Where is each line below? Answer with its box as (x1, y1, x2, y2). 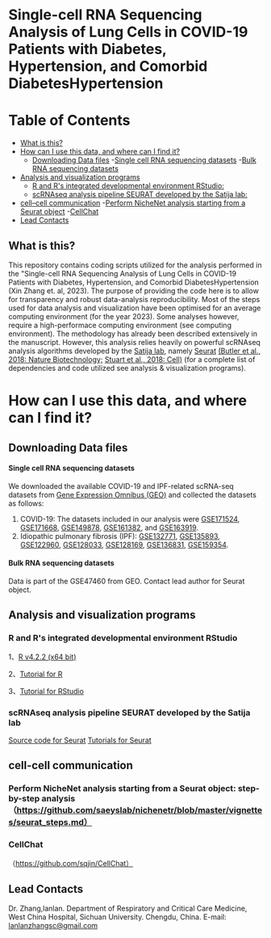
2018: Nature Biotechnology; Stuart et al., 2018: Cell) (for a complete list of (8, 354, 256, 364)
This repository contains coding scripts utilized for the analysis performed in (8, 260, 262, 270)
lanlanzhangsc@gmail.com (8, 921, 98, 931)
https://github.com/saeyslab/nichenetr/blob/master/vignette (16, 805, 263, 816)
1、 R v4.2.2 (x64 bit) (8, 652, 77, 662)
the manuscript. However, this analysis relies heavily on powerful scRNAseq (8, 337, 261, 347)
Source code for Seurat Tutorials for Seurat (8, 735, 152, 745)
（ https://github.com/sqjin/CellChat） (8, 858, 134, 868)
